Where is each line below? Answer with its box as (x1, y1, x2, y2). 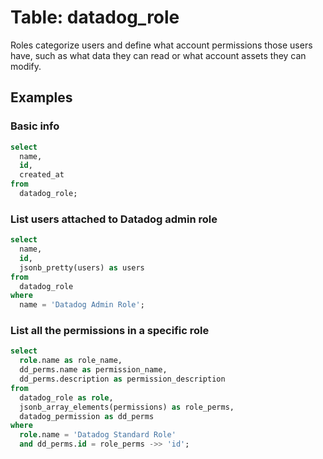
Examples (10, 89, 73, 106)
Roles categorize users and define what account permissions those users (10, 39, 313, 51)
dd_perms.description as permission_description (19, 374, 226, 385)
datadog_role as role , (19, 392, 114, 403)
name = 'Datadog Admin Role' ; (19, 300, 145, 310)
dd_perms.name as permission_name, (19, 365, 168, 375)
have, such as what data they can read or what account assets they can (10, 49, 307, 61)
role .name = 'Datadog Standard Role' (19, 430, 177, 440)
